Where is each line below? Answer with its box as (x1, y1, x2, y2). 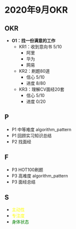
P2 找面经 (11, 138, 32, 144)
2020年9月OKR (4, 4, 68, 16)
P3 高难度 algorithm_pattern (11, 172, 68, 178)
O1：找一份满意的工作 (11, 38, 56, 43)
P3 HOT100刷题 (11, 167, 43, 172)
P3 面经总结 (11, 179, 36, 185)
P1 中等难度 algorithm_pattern (11, 126, 72, 132)
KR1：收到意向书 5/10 (19, 44, 62, 49)
